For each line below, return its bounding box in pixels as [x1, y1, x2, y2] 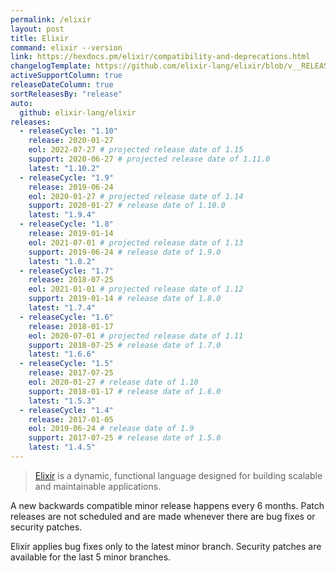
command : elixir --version [10, 42, 123, 53]
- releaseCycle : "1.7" [19, 266, 114, 276]
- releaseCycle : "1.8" [19, 219, 114, 230]
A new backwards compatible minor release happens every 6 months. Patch [10, 499, 325, 511]
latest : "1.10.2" [28, 163, 101, 173]
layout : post [10, 24, 65, 34]
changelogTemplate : [10, 61, 92, 71]
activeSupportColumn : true [10, 71, 123, 81]
